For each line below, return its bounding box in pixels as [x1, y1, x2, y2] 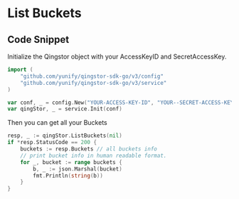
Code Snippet [7, 34, 70, 46]
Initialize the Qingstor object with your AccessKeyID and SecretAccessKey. [7, 52, 227, 61]
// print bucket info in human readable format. [20, 152, 167, 159]
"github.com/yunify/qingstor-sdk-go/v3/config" [20, 73, 164, 80]
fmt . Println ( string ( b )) [33, 172, 103, 179]
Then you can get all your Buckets [7, 118, 108, 127]
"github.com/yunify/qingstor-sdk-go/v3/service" [20, 79, 167, 86]
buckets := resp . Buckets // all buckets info [20, 146, 158, 153]
